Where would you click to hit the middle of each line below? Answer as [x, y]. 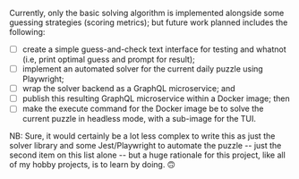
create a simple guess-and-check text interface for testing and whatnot [154, 49]
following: [27, 32]
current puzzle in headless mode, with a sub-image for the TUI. [139, 119]
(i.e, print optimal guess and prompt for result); [108, 60]
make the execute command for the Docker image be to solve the [143, 109]
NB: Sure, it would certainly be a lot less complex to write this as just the [142, 136]
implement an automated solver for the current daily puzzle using [143, 69]
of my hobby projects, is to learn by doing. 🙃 [93, 165]
